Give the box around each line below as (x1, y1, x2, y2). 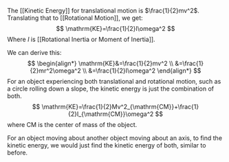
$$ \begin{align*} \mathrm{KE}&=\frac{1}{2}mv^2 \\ (27, 59, 174, 67)
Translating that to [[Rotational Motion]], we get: (7, 14, 143, 22)
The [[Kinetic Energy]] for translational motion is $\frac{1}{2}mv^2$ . (7, 7, 199, 14)
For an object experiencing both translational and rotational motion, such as (7, 78, 221, 85)
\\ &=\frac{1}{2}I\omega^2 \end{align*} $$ (82, 67, 201, 75)
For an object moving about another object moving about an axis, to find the (7, 134, 222, 142)
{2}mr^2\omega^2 (30, 67, 81, 75)
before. (7, 148, 28, 157)
